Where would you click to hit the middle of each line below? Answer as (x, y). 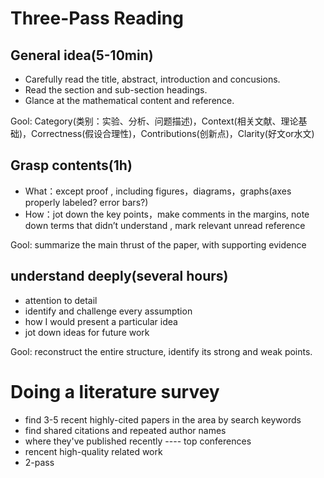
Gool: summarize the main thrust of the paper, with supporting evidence (158, 244)
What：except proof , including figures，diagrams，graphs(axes (158, 191)
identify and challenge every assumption (108, 311)
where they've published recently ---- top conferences (138, 441)
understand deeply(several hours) (119, 276)
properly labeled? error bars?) (86, 202)
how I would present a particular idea (101, 321)
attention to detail (61, 300)
